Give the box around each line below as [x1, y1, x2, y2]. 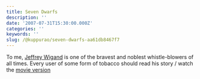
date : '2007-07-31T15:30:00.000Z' [6, 20, 93, 26]
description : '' [6, 14, 47, 21]
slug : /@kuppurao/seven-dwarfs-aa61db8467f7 [6, 37, 120, 43]
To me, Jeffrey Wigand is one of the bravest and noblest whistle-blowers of [6, 54, 194, 60]
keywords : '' [6, 31, 39, 37]
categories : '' [6, 25, 45, 32]
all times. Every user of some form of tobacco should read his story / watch [6, 60, 194, 67]
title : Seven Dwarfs [6, 8, 58, 15]
